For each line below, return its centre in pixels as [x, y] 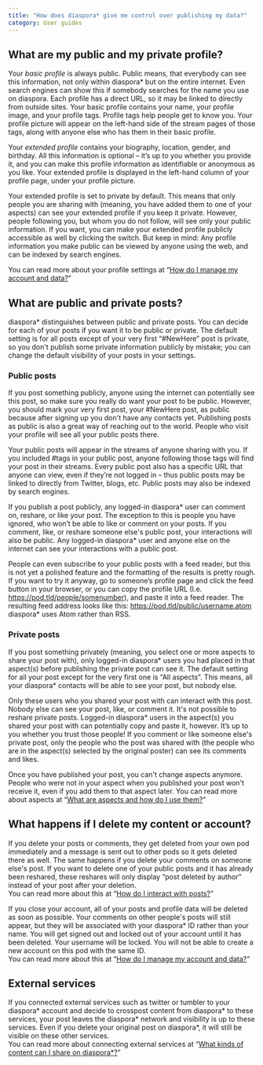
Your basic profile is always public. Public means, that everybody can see [127, 74]
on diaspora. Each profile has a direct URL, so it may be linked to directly [126, 98]
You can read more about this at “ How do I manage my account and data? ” [129, 959]
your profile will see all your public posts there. [84, 435]
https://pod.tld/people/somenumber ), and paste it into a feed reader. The [126, 597]
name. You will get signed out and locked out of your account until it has [125, 934]
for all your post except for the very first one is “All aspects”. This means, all [130, 677]
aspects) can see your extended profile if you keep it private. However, [123, 213]
